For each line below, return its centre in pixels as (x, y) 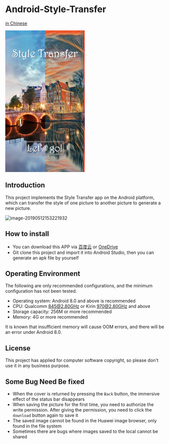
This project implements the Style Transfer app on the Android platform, (80, 197)
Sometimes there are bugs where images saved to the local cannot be (85, 431)
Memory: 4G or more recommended (50, 317)
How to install (27, 234)
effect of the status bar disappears (48, 399)
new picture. (18, 208)
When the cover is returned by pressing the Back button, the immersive (86, 394)
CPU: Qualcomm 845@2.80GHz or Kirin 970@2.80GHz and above (81, 306)
